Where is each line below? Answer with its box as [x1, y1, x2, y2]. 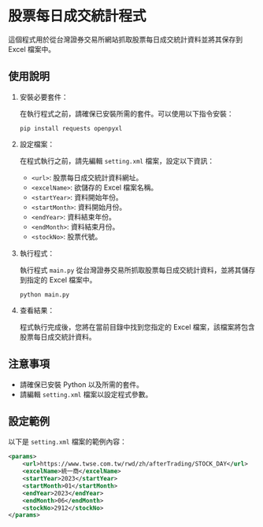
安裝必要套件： [19, 92, 69, 101]
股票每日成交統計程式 [8, 7, 147, 25]
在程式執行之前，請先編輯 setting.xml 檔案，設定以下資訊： [19, 156, 215, 165]
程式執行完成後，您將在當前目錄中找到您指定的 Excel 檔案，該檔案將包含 [19, 322, 255, 331]
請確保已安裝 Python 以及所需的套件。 [19, 379, 144, 389]
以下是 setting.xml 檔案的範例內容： [8, 437, 128, 447]
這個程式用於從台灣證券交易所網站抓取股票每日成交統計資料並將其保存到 [8, 35, 243, 44]
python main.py [19, 290, 70, 299]
